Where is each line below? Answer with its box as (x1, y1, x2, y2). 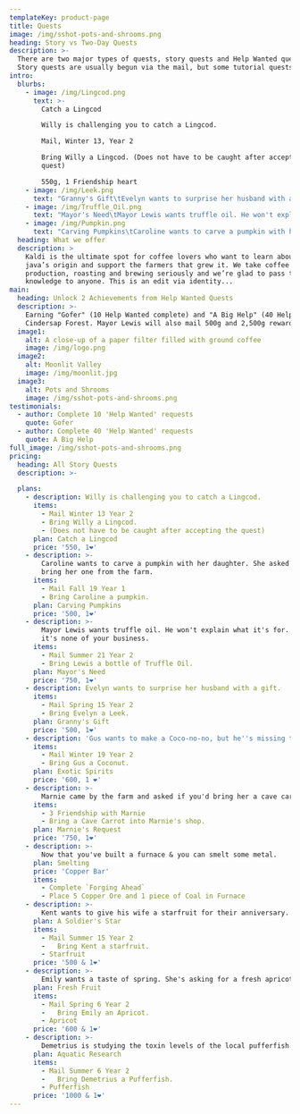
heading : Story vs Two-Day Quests (9, 38, 138, 47)
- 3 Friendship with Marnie (41, 808, 146, 818)
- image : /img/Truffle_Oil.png (25, 202, 142, 211)
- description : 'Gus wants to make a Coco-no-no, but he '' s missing (25, 734, 286, 743)
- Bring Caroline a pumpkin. (41, 592, 150, 602)
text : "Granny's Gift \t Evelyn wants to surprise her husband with (32, 194, 286, 203)
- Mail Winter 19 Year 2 (41, 750, 134, 760)
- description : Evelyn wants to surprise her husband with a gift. (25, 684, 281, 693)
